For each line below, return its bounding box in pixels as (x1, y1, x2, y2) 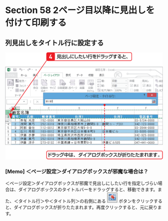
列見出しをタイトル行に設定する (5, 38, 104, 47)
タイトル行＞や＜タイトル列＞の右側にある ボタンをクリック (18, 198, 154, 204)
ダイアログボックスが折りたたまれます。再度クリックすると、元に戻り (13, 204, 157, 210)
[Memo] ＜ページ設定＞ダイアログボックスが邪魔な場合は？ (5, 168, 148, 175)
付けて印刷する (5, 17, 67, 28)
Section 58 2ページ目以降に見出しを (5, 4, 155, 16)
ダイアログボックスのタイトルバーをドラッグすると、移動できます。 (18, 186, 158, 192)
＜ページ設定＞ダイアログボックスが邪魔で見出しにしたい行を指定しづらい (5, 180, 158, 186)
